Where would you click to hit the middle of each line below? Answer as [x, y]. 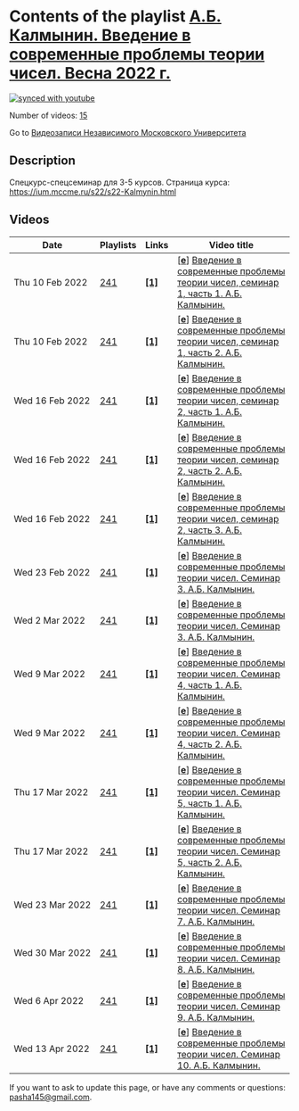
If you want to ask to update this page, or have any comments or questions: [148, 1087]
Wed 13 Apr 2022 [52, 1049]
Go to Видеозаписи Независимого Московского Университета [128, 132]
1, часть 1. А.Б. [210, 294]
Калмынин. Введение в [100, 35]
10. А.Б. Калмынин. [219, 1065]
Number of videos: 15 [48, 115]
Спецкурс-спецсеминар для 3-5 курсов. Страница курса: [120, 182]
